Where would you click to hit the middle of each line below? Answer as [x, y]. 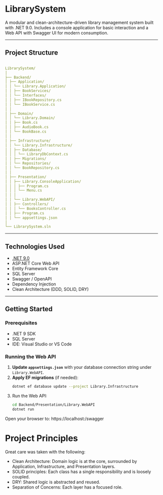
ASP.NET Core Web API [36, 264]
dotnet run [23, 409]
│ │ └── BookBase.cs [26, 132]
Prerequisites [21, 323]
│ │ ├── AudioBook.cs [27, 127]
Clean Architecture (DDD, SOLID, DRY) [50, 289]
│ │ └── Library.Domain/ [30, 118]
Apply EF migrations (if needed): [45, 378]
